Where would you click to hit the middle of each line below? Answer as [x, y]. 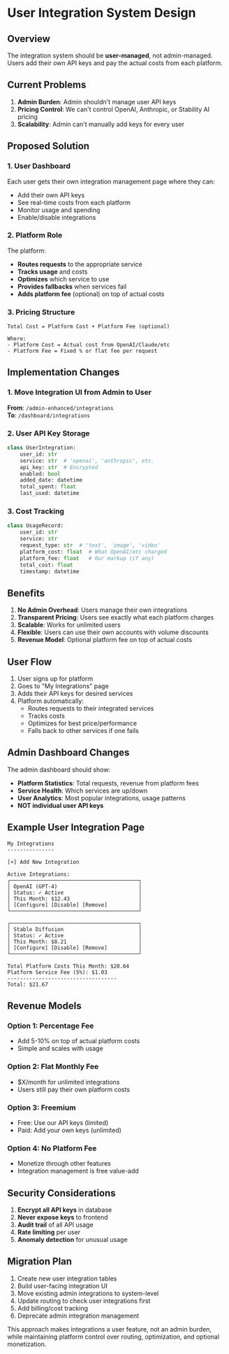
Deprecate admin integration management [78, 1315]
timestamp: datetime [50, 571]
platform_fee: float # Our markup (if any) [87, 558]
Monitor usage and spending [59, 210]
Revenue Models [44, 1006]
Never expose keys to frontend [62, 1217]
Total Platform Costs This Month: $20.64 [68, 966]
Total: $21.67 [28, 984]
